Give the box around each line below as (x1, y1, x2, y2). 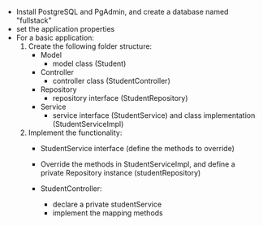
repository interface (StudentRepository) (52, 93, 188, 102)
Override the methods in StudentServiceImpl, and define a (40, 159, 235, 169)
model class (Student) (52, 59, 127, 68)
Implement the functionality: (28, 128, 123, 137)
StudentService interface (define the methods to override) (40, 144, 235, 153)
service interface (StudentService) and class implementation (52, 111, 256, 120)
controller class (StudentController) (52, 76, 170, 85)
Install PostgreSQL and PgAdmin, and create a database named (15, 7, 229, 16)
